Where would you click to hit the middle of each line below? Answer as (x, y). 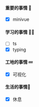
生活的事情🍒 (18, 87)
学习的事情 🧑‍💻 (20, 32)
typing (19, 49)
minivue (21, 19)
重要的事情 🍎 (18, 8)
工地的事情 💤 (19, 62)
